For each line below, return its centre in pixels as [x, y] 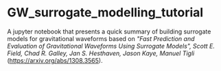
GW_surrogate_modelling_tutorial [105, 13]
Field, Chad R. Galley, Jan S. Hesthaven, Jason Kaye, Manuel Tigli [101, 53]
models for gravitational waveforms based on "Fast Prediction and [101, 38]
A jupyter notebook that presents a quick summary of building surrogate [109, 31]
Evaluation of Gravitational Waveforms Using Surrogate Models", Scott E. [111, 46]
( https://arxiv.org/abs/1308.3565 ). [55, 60]
